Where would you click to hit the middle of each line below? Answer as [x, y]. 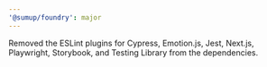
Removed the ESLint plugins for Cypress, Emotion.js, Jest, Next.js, [131, 43]
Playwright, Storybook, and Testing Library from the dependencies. [133, 52]
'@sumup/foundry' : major [55, 17]
